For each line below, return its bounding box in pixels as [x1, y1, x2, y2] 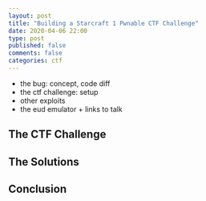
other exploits [19, 96, 66, 105]
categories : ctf [8, 57, 63, 65]
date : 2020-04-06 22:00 [8, 27, 88, 35]
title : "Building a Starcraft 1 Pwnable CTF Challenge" [8, 19, 199, 27]
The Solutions [8, 154, 80, 169]
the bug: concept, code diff [19, 78, 111, 88]
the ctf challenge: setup [19, 87, 99, 96]
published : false [8, 42, 67, 50]
